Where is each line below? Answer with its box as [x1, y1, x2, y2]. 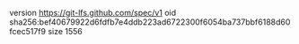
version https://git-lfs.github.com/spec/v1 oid [9, 8, 177, 18]
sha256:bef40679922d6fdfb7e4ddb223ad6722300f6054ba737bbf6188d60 [9, 17, 291, 27]
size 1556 [48, 26, 84, 36]
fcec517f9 [9, 26, 47, 36]
